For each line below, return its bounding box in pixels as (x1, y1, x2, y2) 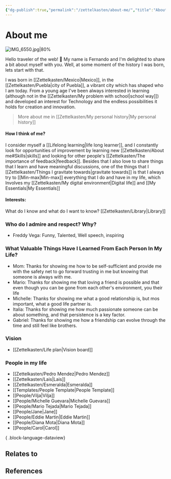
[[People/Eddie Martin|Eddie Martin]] (12, 414, 91, 420)
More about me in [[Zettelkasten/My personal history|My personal (17, 113, 156, 119)
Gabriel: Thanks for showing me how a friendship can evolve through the (12, 317, 166, 323)
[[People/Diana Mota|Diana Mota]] (12, 420, 85, 426)
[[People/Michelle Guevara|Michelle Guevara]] (12, 398, 110, 404)
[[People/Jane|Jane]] (12, 409, 58, 415)
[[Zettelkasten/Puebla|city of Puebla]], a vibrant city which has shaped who (5, 82, 164, 88)
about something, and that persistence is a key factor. (12, 311, 126, 318)
